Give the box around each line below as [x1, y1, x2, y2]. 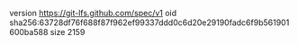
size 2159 [50, 27, 86, 37]
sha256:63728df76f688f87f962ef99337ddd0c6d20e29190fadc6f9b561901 [9, 17, 290, 28]
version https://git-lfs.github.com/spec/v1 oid [9, 8, 177, 18]
